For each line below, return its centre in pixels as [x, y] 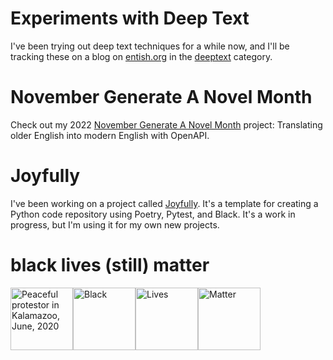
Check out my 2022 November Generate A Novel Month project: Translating [166, 124]
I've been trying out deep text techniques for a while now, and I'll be [150, 46]
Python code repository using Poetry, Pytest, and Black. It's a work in [153, 214]
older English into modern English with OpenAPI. [110, 135]
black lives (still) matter [110, 265]
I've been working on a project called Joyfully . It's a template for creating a [164, 203]
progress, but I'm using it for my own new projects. [115, 224]
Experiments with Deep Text [130, 18]
